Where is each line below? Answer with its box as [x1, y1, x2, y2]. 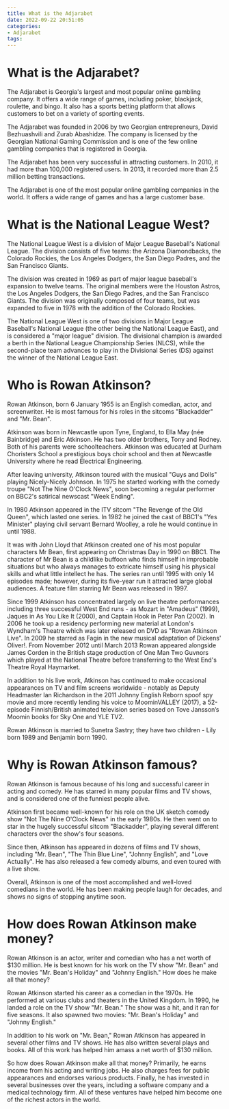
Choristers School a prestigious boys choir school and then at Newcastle [7, 449, 212, 458]
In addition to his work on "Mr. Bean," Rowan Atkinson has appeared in [7, 1031, 206, 1039]
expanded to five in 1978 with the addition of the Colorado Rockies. [7, 304, 196, 312]
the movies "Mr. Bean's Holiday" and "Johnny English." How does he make [7, 968, 217, 976]
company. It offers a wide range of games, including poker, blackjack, [7, 95, 204, 103]
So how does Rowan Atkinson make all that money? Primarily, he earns [7, 1059, 206, 1067]
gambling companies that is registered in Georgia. [7, 145, 148, 153]
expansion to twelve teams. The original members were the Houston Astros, [7, 282, 221, 290]
